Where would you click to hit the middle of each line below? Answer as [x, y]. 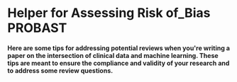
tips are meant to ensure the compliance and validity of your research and [118, 63]
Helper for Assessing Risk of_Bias [109, 13]
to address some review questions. [60, 70]
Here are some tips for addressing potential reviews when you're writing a [119, 48]
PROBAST [37, 28]
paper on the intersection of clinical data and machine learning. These [113, 55]
